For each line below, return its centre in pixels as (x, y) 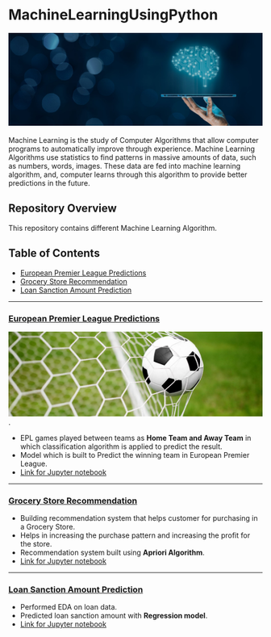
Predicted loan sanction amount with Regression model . (114, 616)
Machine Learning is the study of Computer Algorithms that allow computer (134, 140)
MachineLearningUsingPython (113, 15)
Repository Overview (63, 209)
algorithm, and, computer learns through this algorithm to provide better (128, 174)
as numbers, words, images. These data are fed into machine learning (125, 166)
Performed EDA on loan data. (69, 607)
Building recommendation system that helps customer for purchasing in (139, 518)
